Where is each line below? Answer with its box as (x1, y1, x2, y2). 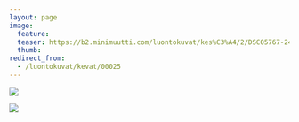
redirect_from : (9, 54, 66, 63)
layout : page (9, 12, 58, 22)
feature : (17, 29, 50, 38)
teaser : (17, 37, 46, 47)
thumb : (17, 46, 42, 55)
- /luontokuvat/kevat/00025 (17, 63, 122, 72)
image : (9, 21, 34, 30)
